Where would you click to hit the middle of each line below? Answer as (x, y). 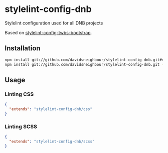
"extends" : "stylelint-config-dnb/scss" (52, 141)
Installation (23, 48)
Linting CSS (19, 94)
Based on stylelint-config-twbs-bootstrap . (48, 32)
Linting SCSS (21, 127)
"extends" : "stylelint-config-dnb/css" (51, 109)
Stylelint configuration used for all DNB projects (54, 23)
